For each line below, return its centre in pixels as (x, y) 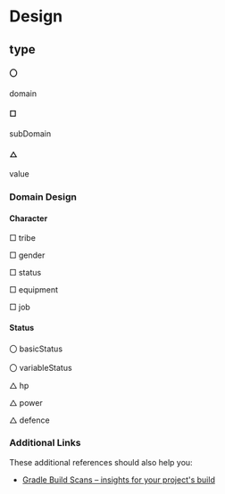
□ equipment (33, 290)
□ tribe (22, 238)
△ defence (30, 420)
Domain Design (43, 197)
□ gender (27, 255)
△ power (26, 402)
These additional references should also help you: (101, 462)
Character (29, 218)
